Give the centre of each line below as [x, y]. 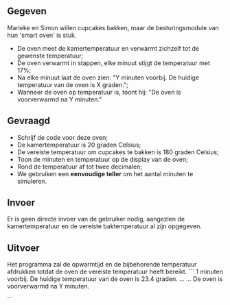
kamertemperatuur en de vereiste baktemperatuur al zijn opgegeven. [105, 226]
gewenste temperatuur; [50, 56]
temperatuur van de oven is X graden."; [73, 84]
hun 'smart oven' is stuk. [42, 35]
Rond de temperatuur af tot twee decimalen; [80, 167]
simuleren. [32, 181]
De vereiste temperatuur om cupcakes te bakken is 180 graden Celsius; [118, 152]
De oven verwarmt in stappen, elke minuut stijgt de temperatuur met [114, 63]
